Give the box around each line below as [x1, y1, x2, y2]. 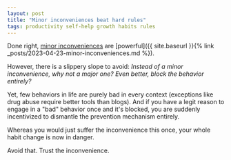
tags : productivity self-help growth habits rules [7, 23, 156, 30]
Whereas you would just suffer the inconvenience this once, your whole [7, 126, 211, 134]
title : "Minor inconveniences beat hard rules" [7, 17, 147, 23]
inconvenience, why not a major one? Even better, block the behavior [7, 70, 205, 78]
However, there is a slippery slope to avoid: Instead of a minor [7, 63, 184, 71]
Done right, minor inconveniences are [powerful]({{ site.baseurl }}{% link [7, 42, 214, 50]
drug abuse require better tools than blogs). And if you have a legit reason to [7, 98, 225, 106]
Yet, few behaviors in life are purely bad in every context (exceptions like [7, 90, 214, 99]
